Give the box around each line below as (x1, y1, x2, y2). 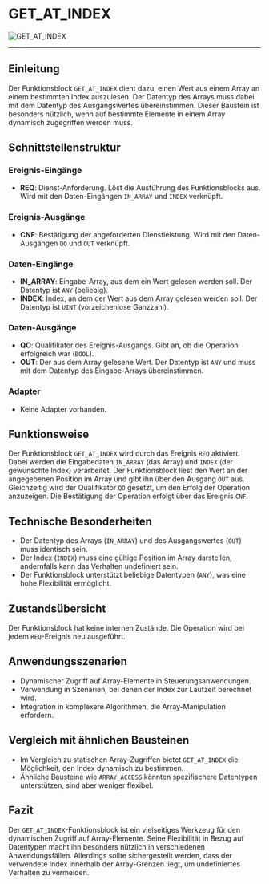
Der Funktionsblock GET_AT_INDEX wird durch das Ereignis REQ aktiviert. (8, 448, 240, 458)
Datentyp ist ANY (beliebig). (19, 286, 109, 295)
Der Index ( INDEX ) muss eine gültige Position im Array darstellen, (19, 553, 232, 562)
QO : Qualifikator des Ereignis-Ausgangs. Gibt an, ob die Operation (19, 340, 239, 350)
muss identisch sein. (19, 545, 88, 554)
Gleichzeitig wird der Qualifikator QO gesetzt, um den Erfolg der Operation (8, 483, 251, 493)
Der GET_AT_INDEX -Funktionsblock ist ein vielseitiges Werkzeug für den (8, 825, 241, 834)
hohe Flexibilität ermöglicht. (19, 578, 112, 588)
